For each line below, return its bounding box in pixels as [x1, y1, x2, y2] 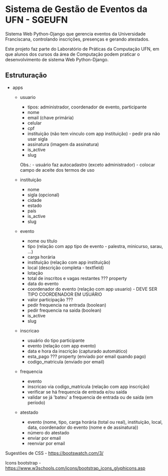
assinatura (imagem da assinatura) [27, 141, 99, 147]
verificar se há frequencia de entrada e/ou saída [27, 389, 127, 395]
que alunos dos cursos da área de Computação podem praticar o [5, 51, 140, 57]
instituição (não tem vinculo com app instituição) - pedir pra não [27, 131, 160, 137]
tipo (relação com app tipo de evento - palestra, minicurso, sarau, [27, 243, 163, 249]
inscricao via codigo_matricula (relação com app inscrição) [27, 383, 150, 390]
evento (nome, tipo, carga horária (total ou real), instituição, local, [27, 419, 163, 425]
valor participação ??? [27, 296, 73, 302]
